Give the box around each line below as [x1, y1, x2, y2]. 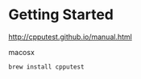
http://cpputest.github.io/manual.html [8, 32, 133, 41]
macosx [8, 47, 35, 57]
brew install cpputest [8, 62, 85, 71]
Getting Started [8, 6, 114, 24]
